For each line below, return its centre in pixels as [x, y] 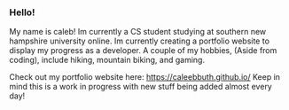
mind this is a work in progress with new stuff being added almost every [141, 87]
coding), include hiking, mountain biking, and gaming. [107, 60]
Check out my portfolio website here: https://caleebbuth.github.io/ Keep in [145, 77]
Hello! [22, 12]
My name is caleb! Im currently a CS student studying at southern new [138, 32]
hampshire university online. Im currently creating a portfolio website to [140, 41]
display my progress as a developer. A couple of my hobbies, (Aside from [143, 51]
